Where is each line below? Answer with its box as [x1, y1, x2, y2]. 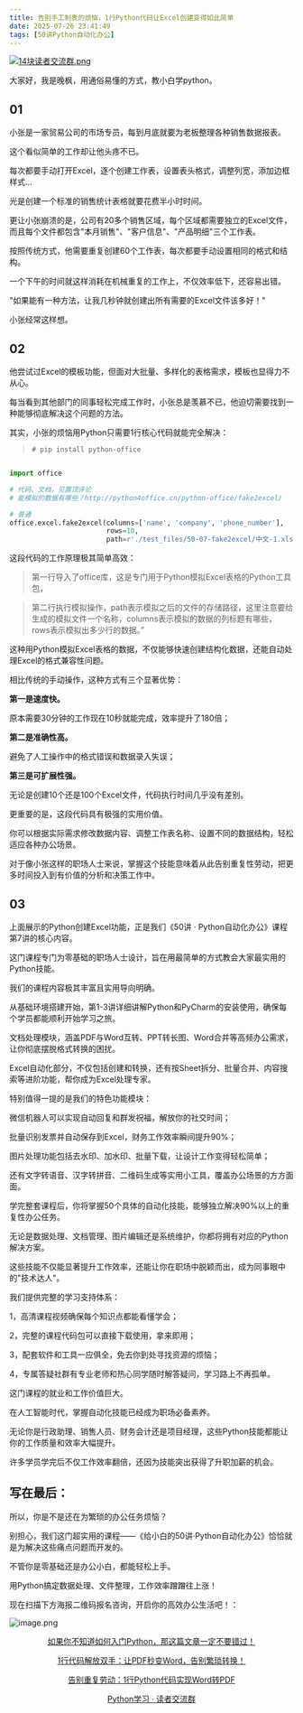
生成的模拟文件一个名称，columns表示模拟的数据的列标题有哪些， [31, 613, 277, 624]
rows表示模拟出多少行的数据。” [31, 625, 144, 636]
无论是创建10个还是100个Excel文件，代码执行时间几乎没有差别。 [9, 789, 249, 800]
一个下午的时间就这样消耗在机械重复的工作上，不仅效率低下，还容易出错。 [9, 276, 286, 287]
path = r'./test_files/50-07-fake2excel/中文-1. [106, 535, 281, 545]
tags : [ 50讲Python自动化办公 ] [9, 30, 115, 39]
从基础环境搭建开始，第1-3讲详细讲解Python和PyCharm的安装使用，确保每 [9, 1001, 288, 1012]
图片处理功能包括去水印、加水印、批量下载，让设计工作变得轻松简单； [9, 1150, 271, 1161]
